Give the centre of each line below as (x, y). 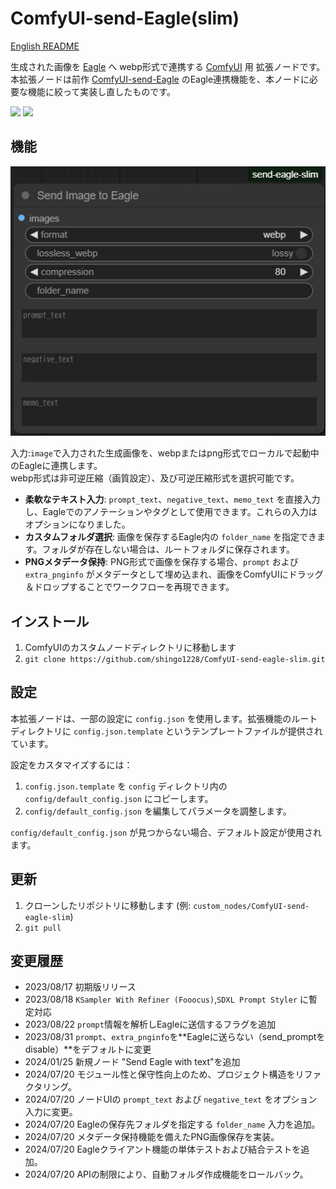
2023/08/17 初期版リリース (80, 987)
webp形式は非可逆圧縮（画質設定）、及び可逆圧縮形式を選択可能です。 (155, 478)
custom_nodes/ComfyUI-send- (251, 906)
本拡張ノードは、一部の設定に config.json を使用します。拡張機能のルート (164, 718)
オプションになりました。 (77, 524)
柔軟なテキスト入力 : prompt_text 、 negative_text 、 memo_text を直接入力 (172, 499)
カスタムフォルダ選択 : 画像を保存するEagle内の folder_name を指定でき (170, 537)
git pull (43, 928)
